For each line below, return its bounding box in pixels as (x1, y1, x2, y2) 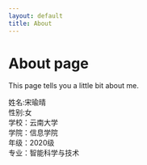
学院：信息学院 (8, 128, 58, 137)
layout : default (8, 11, 63, 20)
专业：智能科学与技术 (8, 148, 79, 158)
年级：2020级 (8, 138, 55, 148)
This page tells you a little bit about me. (8, 81, 140, 91)
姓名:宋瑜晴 (8, 98, 47, 108)
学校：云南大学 (8, 118, 58, 128)
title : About (8, 19, 52, 27)
